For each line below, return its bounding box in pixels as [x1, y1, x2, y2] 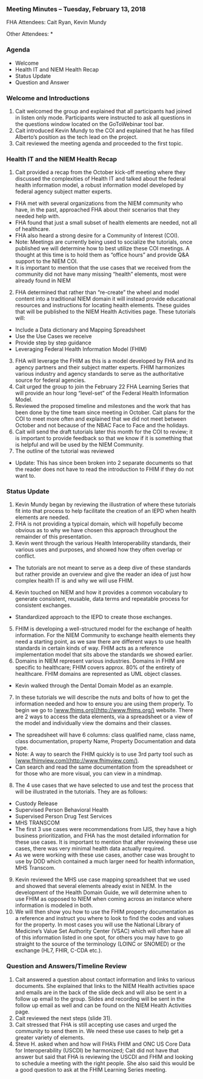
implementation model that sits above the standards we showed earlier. [15, 651, 193, 658]
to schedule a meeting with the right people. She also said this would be [15, 1060, 195, 1067]
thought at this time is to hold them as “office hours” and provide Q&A [15, 251, 190, 259]
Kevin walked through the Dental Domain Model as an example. [15, 682, 173, 689]
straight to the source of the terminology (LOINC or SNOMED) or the [15, 940, 186, 947]
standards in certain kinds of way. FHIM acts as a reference [15, 644, 164, 652]
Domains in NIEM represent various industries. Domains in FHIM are [15, 657, 185, 665]
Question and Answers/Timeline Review [6, 962, 127, 970]
